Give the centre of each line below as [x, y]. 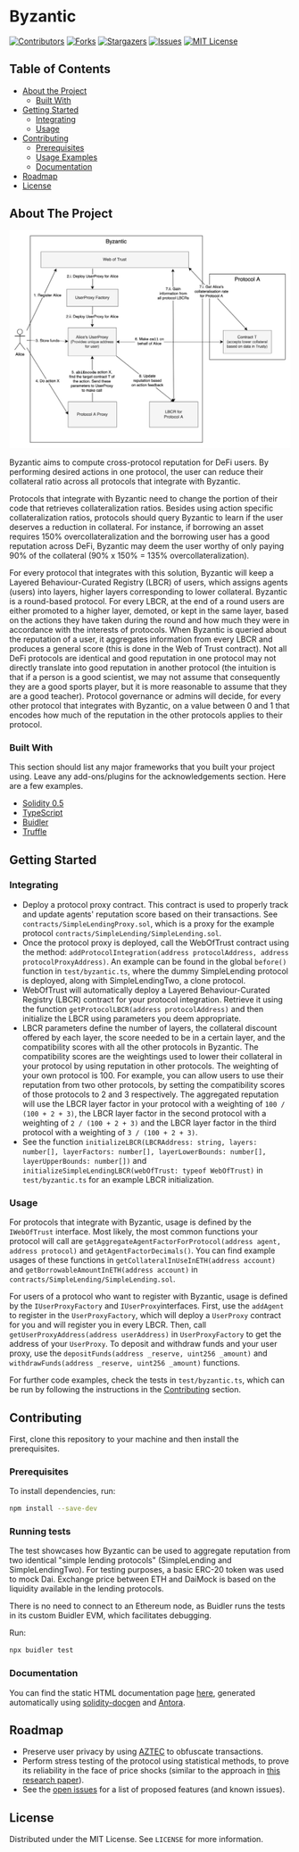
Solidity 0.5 [43, 803]
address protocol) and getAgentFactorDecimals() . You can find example [142, 1250]
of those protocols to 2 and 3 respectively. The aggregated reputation [150, 1094]
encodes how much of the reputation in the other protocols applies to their [146, 715]
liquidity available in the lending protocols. [87, 1589]
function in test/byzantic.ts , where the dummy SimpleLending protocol [155, 971]
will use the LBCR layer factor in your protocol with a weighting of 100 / [154, 1103]
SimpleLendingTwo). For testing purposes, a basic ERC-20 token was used [146, 1570]
